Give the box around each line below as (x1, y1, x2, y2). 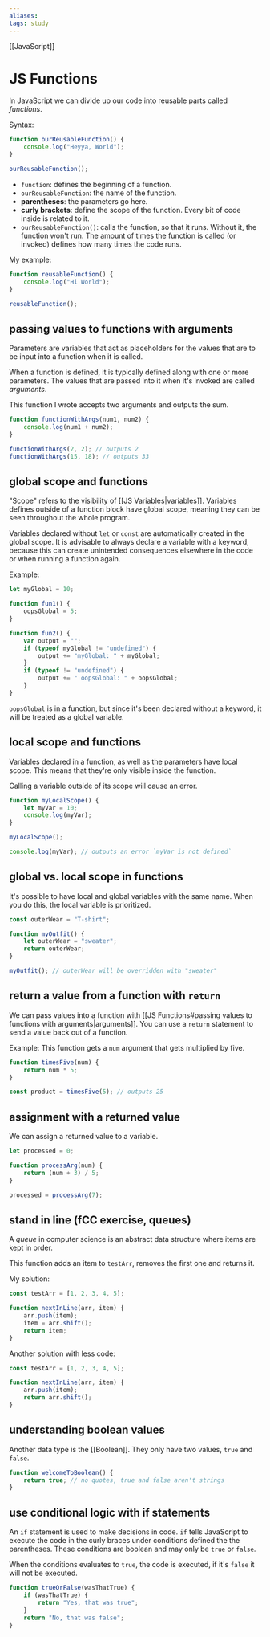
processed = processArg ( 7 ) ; (9, 1190, 103, 1199)
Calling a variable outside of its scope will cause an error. (9, 781, 198, 790)
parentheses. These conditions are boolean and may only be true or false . (9, 1544, 256, 1554)
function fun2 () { (9, 629, 71, 637)
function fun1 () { (9, 600, 71, 608)
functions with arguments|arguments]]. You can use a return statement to (9, 1019, 254, 1028)
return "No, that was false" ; (23, 1614, 125, 1622)
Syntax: (9, 120, 34, 129)
